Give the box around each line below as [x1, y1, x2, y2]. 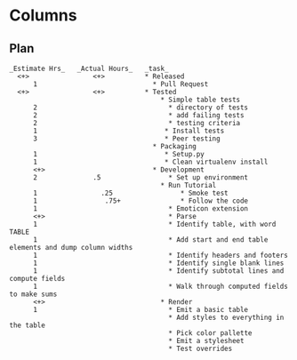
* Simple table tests [160, 95, 241, 104]
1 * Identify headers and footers [32, 251, 289, 260]
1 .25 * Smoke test [32, 188, 229, 197]
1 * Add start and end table [32, 236, 269, 244]
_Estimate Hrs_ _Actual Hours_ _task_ [9, 64, 169, 73]
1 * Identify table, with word [32, 220, 277, 228]
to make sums [9, 290, 58, 299]
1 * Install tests [32, 126, 225, 135]
